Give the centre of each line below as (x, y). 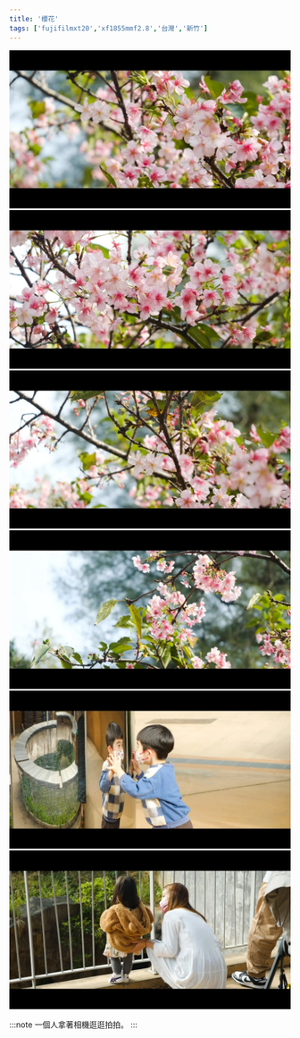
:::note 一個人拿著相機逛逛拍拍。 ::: (74, 1025)
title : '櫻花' (34, 19)
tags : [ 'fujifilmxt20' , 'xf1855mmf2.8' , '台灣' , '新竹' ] (108, 28)
